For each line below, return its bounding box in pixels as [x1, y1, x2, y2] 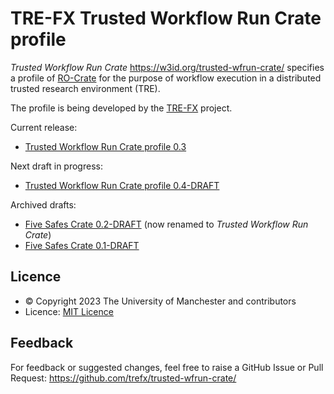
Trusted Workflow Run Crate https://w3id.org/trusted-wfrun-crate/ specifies [10, 61, 325, 73]
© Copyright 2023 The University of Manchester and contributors [24, 295, 297, 307]
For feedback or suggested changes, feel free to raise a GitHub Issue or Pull [10, 361, 324, 373]
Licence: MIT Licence [24, 305, 114, 317]
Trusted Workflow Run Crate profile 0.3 [24, 140, 187, 152]
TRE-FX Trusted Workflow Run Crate [10, 7, 322, 30]
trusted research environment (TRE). [10, 82, 161, 94]
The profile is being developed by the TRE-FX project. [10, 102, 233, 114]
